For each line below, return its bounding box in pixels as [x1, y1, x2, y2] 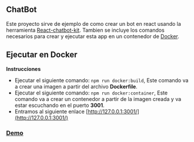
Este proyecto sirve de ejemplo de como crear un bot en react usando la [6, 20, 181, 27]
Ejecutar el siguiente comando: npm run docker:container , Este [14, 89, 168, 96]
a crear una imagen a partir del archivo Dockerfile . [14, 83, 138, 90]
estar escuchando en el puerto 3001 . [14, 102, 105, 109]
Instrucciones [6, 65, 41, 72]
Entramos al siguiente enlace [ [14, 108, 88, 115]
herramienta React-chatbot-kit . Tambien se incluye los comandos [6, 26, 165, 33]
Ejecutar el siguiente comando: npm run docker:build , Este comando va [14, 76, 189, 84]
